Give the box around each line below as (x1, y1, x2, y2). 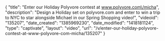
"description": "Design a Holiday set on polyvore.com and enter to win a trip (5, 9, 160, 15)
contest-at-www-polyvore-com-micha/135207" (5, 31, 103, 36)
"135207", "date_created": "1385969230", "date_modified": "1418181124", (5, 20, 154, 26)
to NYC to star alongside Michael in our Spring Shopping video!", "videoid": (5, 15, 159, 20)
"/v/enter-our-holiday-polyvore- (93, 25, 159, 31)
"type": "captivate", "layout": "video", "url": (5, 25, 93, 31)
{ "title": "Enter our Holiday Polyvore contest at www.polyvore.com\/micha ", (5, 4, 160, 10)
